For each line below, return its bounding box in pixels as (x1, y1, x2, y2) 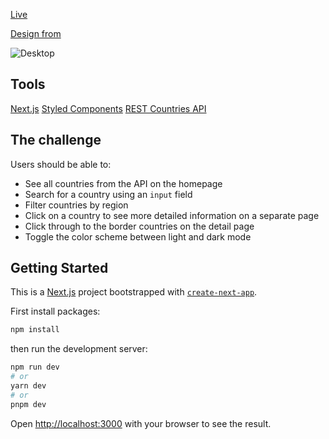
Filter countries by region (24, 199, 129, 211)
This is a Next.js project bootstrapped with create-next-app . (10, 286, 258, 298)
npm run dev (10, 362, 60, 373)
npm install (10, 325, 60, 335)
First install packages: (10, 305, 101, 318)
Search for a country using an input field (24, 188, 193, 200)
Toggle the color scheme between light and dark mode (24, 230, 252, 243)
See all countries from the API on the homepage (24, 177, 223, 189)
